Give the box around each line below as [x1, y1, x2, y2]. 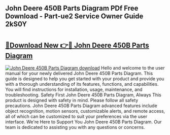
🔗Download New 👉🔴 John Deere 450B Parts [5, 41, 150, 50]
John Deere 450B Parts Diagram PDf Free [5, 4, 139, 13]
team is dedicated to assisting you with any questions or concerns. [5, 124, 145, 130]
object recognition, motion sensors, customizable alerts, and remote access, [5, 108, 165, 114]
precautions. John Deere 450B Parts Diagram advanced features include [5, 103, 157, 109]
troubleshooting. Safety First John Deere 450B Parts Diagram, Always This [5, 92, 161, 98]
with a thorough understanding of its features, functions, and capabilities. [5, 81, 159, 87]
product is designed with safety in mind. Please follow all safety [5, 97, 139, 103]
